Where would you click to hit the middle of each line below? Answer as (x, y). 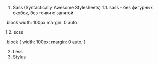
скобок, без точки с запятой (43, 13)
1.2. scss (14, 32)
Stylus (19, 57)
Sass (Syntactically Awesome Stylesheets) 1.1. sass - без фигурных (83, 7)
